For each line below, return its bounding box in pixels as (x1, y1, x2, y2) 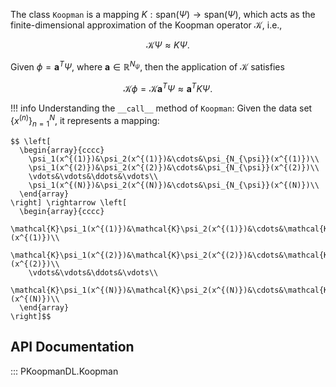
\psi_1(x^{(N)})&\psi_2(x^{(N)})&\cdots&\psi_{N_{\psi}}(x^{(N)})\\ (28, 180, 320, 190)
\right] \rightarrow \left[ (10, 197, 128, 208)
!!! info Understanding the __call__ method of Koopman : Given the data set (10, 102, 313, 114)
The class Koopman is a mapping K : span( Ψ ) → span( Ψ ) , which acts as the (10, 9, 316, 20)
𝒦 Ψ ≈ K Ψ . (146, 39, 190, 51)
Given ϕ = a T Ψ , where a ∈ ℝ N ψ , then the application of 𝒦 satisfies (10, 59, 285, 73)
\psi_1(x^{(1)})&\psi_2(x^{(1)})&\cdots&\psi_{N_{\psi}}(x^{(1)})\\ (28, 154, 320, 164)
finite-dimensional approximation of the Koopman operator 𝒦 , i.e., (10, 19, 283, 31)
